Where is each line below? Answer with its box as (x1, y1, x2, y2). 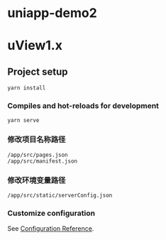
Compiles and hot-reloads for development (7, 101, 160, 111)
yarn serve (7, 117, 40, 124)
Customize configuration (7, 208, 96, 218)
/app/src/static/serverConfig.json (7, 192, 113, 200)
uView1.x (7, 38, 62, 54)
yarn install (7, 84, 46, 92)
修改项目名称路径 (7, 135, 66, 145)
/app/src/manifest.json (7, 158, 78, 165)
